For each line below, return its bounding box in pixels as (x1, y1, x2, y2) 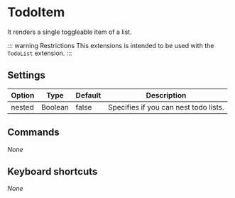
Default (75, 90, 102, 100)
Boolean (41, 102, 69, 112)
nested (11, 102, 34, 112)
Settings (7, 69, 46, 81)
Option (11, 90, 35, 100)
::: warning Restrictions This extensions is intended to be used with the (7, 41, 214, 49)
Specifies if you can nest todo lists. (107, 102, 225, 112)
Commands (7, 127, 60, 139)
